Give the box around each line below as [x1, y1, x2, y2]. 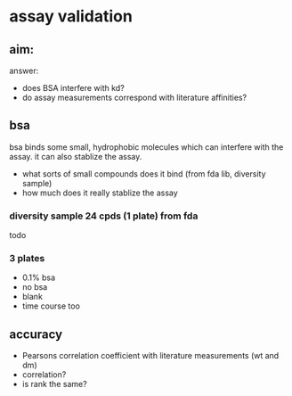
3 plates [9, 252, 45, 265]
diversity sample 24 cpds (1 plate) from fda [9, 210, 199, 222]
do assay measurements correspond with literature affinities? [21, 92, 247, 103]
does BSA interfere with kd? [21, 83, 125, 93]
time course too [21, 301, 80, 311]
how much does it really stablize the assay [21, 187, 178, 198]
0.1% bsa [21, 272, 56, 283]
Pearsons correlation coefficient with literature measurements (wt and [21, 351, 280, 361]
